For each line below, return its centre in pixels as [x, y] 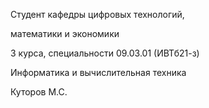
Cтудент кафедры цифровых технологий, [97, 14]
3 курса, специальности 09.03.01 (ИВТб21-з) [105, 53]
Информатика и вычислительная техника [98, 72]
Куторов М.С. [39, 92]
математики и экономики [65, 33]
